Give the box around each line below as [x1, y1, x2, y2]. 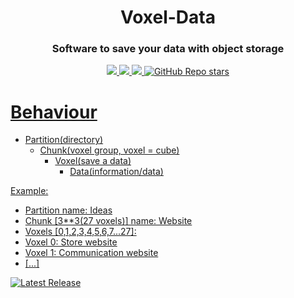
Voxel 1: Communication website [24, 247, 159, 259]
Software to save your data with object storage [51, 42, 285, 56]
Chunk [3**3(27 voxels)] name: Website [24, 215, 193, 227]
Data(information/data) [69, 166, 164, 178]
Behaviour [10, 101, 98, 123]
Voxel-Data [120, 6, 216, 29]
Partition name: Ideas [24, 204, 113, 216]
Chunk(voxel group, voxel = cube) [39, 144, 180, 156]
